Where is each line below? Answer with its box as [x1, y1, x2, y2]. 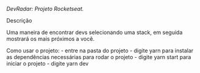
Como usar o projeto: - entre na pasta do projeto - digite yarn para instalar [6, 47, 194, 54]
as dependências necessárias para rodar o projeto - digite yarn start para [6, 54, 191, 60]
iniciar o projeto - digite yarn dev [6, 60, 89, 67]
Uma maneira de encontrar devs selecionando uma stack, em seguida [6, 29, 183, 36]
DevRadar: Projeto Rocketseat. [6, 5, 84, 12]
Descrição [6, 17, 32, 24]
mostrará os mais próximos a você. [6, 35, 95, 42]
